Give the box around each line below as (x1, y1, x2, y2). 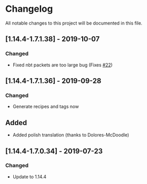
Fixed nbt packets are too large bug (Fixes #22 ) (12, 62, 113, 68)
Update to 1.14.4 (12, 173, 47, 179)
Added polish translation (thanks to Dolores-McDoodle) (12, 132, 129, 138)
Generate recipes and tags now (12, 103, 79, 110)
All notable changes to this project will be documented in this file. (5, 20, 143, 26)
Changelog (5, 3, 53, 15)
